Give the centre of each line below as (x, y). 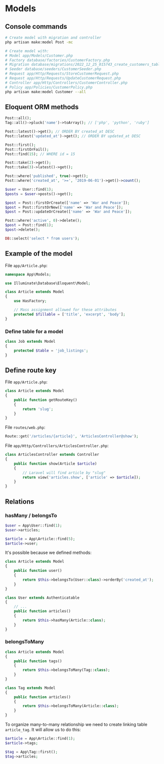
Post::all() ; (18, 118)
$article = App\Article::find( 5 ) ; (40, 539)
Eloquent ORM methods (42, 107)
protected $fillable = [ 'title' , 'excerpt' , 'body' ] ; (70, 314)
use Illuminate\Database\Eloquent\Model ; (48, 283)
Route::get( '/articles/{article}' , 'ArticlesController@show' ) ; (72, 436)
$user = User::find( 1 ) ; (29, 189)
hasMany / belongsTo (31, 515)
